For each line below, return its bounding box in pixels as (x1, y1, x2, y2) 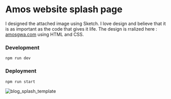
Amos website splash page (5, 4, 123, 15)
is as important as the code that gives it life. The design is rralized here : (5, 26, 158, 32)
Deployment (5, 67, 37, 75)
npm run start (5, 79, 36, 84)
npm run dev (5, 56, 31, 61)
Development (5, 44, 40, 51)
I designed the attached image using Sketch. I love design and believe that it (5, 20, 166, 27)
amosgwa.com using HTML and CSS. (5, 31, 84, 37)
